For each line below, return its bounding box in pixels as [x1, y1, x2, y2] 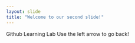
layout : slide [6, 8, 41, 15]
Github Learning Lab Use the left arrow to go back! [6, 30, 130, 37]
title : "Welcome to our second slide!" [6, 14, 104, 20]
